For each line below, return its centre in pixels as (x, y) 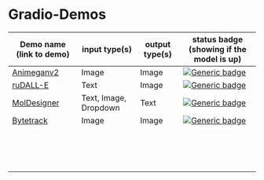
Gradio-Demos (57, 15)
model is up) (218, 59)
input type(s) (107, 49)
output (158, 44)
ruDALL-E (31, 85)
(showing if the (217, 49)
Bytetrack (30, 120)
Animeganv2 (36, 72)
